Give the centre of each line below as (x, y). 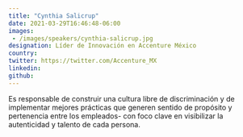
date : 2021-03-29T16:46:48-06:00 (65, 23)
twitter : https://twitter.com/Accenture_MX (83, 61)
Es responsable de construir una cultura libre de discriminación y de (122, 98)
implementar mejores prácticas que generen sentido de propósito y (120, 107)
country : (23, 53)
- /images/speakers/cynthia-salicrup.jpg (82, 38)
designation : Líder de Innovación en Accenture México (103, 46)
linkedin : (25, 68)
